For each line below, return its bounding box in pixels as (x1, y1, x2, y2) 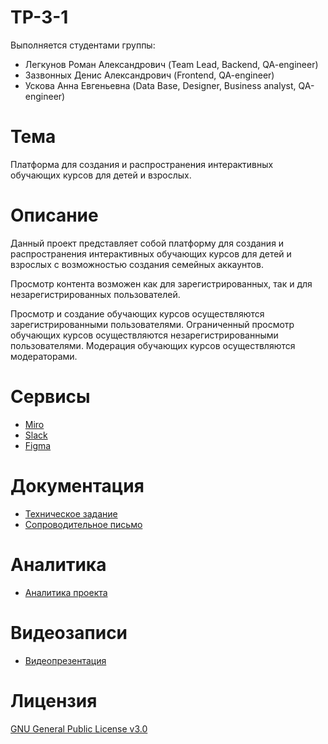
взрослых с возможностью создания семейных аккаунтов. (10, 258, 264, 270)
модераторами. (10, 350, 78, 362)
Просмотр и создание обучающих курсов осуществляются (10, 307, 265, 320)
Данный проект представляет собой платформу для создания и (10, 237, 285, 249)
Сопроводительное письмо (24, 518, 143, 530)
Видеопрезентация (24, 654, 107, 666)
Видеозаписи (10, 621, 128, 644)
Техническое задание (24, 507, 118, 520)
